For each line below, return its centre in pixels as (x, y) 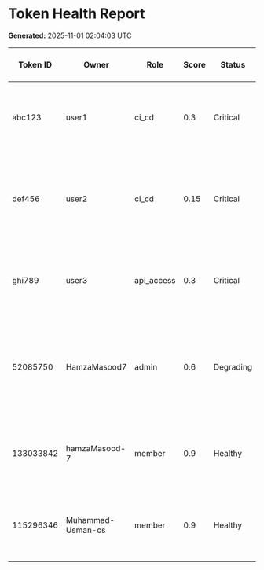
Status (233, 64)
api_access (155, 280)
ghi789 (26, 280)
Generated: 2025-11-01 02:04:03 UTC (70, 35)
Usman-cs (86, 530)
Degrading (233, 366)
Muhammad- (90, 520)
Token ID (35, 64)
